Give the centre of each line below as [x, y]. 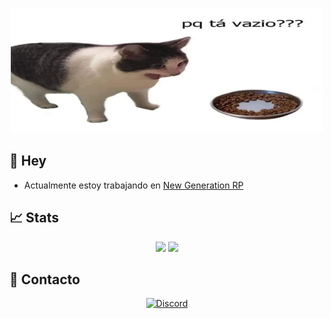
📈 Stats [34, 218]
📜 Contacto [45, 279]
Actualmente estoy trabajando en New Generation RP [133, 185]
